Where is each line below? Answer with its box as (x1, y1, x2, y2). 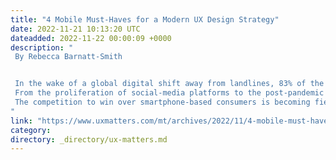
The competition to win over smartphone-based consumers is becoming (14, 97, 311, 107)
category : (10, 125, 52, 135)
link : (10, 116, 33, 126)
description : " (10, 42, 74, 53)
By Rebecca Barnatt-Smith (14, 52, 123, 62)
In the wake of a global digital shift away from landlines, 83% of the (14, 79, 325, 89)
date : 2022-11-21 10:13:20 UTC (10, 24, 141, 34)
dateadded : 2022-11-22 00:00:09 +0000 (10, 33, 172, 43)
